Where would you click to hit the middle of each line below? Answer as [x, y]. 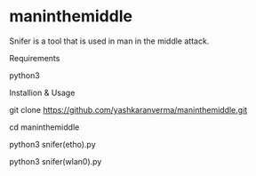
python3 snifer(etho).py [52, 144]
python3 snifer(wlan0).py [56, 161]
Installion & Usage [42, 92]
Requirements [35, 58]
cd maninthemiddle [44, 127]
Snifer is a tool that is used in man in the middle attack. [109, 41]
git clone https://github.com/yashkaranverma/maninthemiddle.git [128, 109]
